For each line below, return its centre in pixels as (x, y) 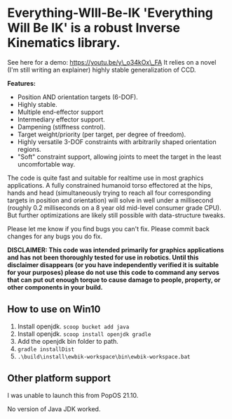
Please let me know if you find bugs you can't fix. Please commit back (109, 228)
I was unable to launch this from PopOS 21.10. (73, 395)
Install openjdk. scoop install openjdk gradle (84, 334)
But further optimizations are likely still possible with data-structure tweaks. (116, 215)
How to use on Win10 (54, 310)
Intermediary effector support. (61, 119)
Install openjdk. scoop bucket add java (73, 326)
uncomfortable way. (46, 164)
